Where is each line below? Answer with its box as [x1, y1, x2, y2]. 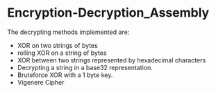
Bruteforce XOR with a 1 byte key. [17, 71, 113, 79]
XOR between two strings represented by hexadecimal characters [17, 56, 206, 64]
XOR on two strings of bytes [17, 41, 99, 49]
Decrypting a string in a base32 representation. [17, 63, 153, 71]
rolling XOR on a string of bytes [17, 49, 107, 57]
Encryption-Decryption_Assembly [7, 5, 210, 21]
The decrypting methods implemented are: [7, 28, 130, 36]
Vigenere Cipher [17, 78, 65, 86]
